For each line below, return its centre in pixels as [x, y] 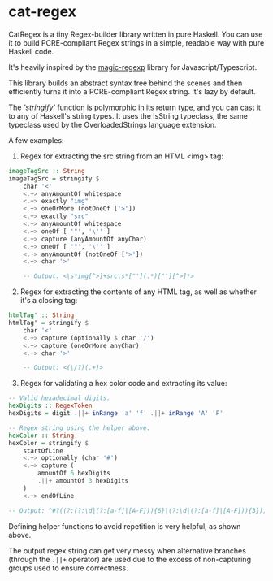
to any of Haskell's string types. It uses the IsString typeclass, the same [128, 115]
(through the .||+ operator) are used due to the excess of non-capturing [130, 559]
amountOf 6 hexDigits [74, 474]
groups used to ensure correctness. [68, 568]
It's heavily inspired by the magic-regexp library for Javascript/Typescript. [133, 67]
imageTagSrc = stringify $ [54, 178]
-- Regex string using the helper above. [80, 428]
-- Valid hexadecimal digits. [60, 398]
